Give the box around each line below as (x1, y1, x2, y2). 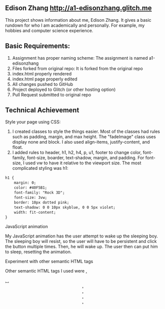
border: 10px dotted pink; (14, 200, 69, 205)
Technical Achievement (5, 106, 80, 115)
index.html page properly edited (12, 76, 78, 82)
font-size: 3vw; (14, 195, 48, 200)
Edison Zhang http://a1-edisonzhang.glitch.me (5, 4, 152, 12)
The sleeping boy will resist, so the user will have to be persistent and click (5, 238, 157, 244)
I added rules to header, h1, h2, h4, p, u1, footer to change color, (12, 150, 142, 155)
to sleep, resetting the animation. (5, 249, 72, 255)
